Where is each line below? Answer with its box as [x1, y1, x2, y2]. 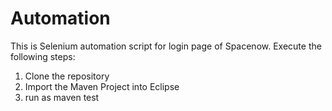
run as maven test [24, 91, 100, 103]
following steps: [10, 50, 76, 62]
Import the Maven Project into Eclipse [24, 80, 180, 92]
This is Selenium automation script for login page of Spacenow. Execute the [10, 40, 322, 52]
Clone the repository [24, 70, 110, 82]
